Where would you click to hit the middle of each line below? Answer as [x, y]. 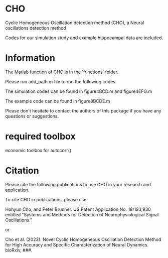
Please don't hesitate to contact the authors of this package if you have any [83, 110]
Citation [22, 171]
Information [30, 58]
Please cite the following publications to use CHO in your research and [78, 184]
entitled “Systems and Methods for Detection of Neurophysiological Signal [82, 214]
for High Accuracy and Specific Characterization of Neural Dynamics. [77, 244]
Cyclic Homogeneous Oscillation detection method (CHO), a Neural [75, 23]
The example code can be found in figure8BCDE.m [58, 101]
